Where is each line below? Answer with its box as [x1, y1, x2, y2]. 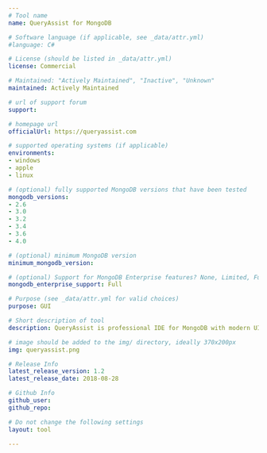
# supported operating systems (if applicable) [8, 142, 169, 150]
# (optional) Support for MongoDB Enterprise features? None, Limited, [8, 273, 250, 282]
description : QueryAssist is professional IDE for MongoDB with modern [8, 324, 250, 332]
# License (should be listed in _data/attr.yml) [8, 55, 172, 63]
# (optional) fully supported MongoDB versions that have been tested [8, 186, 247, 194]
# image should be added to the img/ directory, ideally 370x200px [8, 338, 237, 346]
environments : [8, 149, 56, 157]
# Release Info [8, 360, 59, 368]
